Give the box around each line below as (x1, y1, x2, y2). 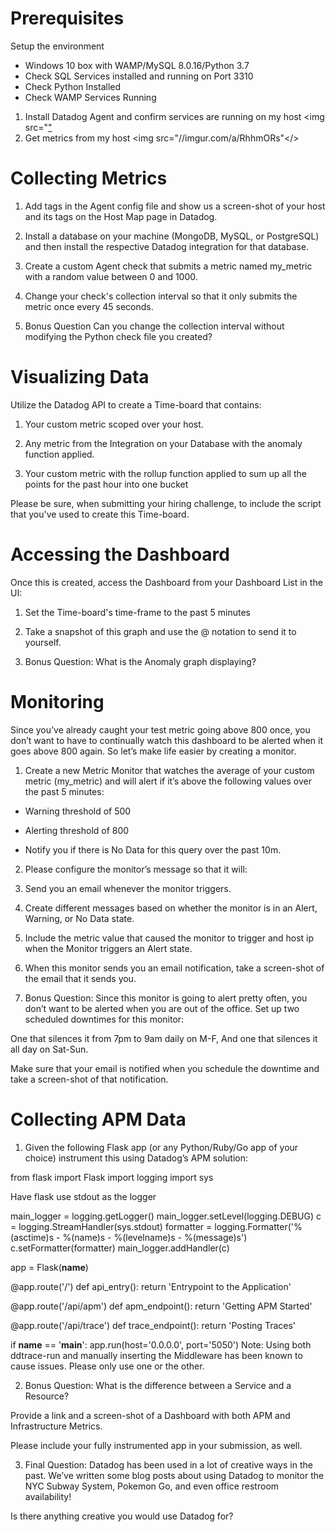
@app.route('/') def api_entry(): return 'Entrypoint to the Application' (10, 1280, 292, 1292)
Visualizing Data (10, 366, 150, 389)
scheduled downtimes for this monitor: (24, 1013, 185, 1025)
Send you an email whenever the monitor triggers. (24, 882, 232, 894)
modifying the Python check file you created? (24, 330, 213, 342)
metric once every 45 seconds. (24, 300, 154, 312)
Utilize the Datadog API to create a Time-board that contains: (10, 398, 262, 411)
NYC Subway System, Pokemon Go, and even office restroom (24, 1480, 280, 1492)
